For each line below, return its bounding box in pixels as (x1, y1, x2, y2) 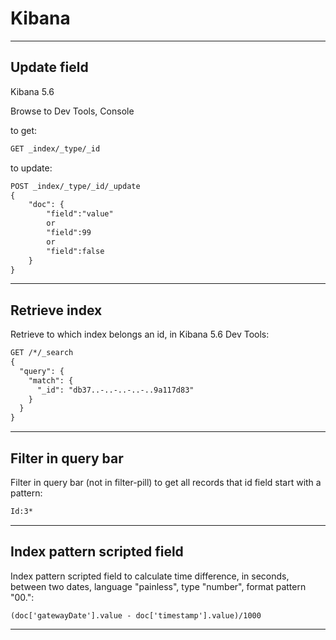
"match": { (28, 375, 74, 386)
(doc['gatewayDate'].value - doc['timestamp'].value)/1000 (10, 610, 262, 621)
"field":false (46, 246, 105, 256)
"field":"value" (46, 209, 114, 219)
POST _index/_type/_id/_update (10, 181, 141, 191)
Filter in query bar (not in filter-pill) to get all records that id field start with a (10, 477, 322, 488)
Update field (10, 59, 89, 76)
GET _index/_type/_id (10, 143, 101, 154)
